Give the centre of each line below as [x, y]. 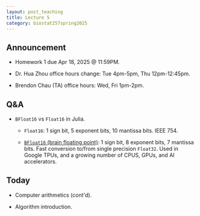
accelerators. [40, 161]
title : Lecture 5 [28, 17]
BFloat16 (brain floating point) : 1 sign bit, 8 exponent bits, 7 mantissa [109, 142]
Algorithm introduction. [43, 206]
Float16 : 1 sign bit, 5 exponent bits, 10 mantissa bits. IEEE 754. [101, 131]
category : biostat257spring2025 [47, 23]
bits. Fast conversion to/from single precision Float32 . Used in [101, 149]
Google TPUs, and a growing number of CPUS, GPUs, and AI [99, 155]
